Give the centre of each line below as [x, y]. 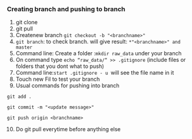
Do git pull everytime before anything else [68, 129]
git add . [19, 97]
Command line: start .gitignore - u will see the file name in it [95, 73]
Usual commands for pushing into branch [67, 86]
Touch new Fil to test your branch [58, 79]
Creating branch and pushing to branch [66, 9]
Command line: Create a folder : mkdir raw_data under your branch [98, 53]
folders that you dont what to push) [60, 66]
